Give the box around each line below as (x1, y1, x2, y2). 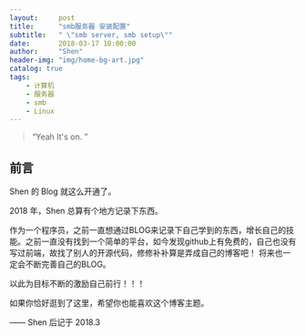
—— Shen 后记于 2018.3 (9, 317, 101, 328)
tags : (9, 73, 30, 82)
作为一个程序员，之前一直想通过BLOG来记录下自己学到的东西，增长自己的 (9, 225, 287, 236)
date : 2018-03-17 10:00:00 (9, 38, 137, 48)
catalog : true (9, 65, 64, 74)
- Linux (25, 107, 55, 116)
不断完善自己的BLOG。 (25, 259, 111, 270)
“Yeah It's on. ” (31, 131, 88, 142)
